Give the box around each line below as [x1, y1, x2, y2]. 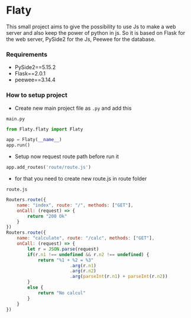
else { [27, 284, 44, 291]
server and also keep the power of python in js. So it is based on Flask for [6, 29, 185, 36]
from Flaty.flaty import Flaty [6, 126, 83, 132]
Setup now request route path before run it [14, 153, 119, 160]
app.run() [6, 142, 31, 148]
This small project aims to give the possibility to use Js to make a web [6, 23, 176, 30]
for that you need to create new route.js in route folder [14, 175, 147, 182]
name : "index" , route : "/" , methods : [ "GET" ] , [17, 202, 134, 208]
